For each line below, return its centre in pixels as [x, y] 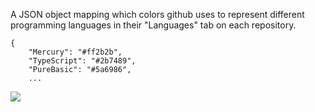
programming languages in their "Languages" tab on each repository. [153, 25]
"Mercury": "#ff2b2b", [75, 52]
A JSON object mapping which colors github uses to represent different [157, 14]
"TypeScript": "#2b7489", [82, 61]
